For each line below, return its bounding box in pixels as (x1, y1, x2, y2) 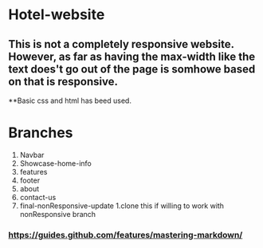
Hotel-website (8, 6, 105, 24)
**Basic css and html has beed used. (8, 96, 131, 105)
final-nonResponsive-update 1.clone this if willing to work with (19, 201, 225, 211)
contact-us (19, 192, 57, 202)
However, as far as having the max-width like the (8, 49, 256, 63)
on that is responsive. (8, 74, 118, 89)
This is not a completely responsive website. (8, 37, 234, 51)
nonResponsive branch (19, 209, 96, 218)
